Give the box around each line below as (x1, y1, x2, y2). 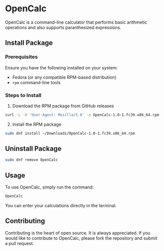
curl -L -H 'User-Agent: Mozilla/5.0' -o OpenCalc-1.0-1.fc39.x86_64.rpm (5, 112, 160, 117)
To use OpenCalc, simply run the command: (5, 184, 94, 190)
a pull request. (5, 240, 34, 246)
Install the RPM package (12, 121, 61, 127)
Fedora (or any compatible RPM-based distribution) (12, 74, 117, 80)
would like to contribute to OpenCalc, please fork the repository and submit (5, 235, 158, 241)
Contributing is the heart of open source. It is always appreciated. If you (5, 230, 151, 236)
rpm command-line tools (12, 79, 61, 85)
